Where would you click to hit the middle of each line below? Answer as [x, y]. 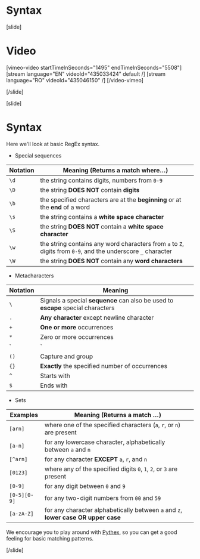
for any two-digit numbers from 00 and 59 [103, 498]
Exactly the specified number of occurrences [104, 366]
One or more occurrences [77, 327]
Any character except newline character [97, 317]
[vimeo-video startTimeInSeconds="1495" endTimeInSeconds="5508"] [94, 67]
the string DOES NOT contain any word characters [111, 261]
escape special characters [77, 308]
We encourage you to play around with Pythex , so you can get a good [92, 532]
